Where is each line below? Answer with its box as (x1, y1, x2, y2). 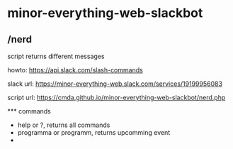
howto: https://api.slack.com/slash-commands (7, 66, 143, 74)
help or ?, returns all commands (17, 121, 110, 129)
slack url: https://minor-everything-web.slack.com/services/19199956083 (7, 79, 223, 88)
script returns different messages (7, 52, 105, 60)
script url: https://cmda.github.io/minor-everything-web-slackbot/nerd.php (7, 94, 226, 101)
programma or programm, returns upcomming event (17, 128, 171, 136)
